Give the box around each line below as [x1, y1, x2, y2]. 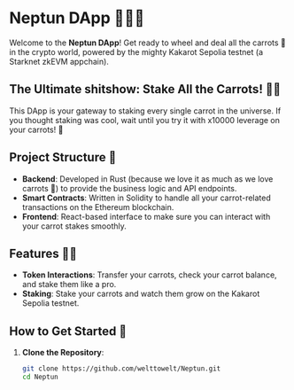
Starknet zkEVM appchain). [9, 56, 109, 66]
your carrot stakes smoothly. [21, 221, 127, 231]
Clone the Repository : [21, 347, 104, 358]
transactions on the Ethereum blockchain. [21, 201, 174, 212]
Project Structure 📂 [9, 150, 117, 165]
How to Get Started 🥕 [9, 324, 128, 339]
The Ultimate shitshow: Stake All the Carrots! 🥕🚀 [9, 82, 282, 97]
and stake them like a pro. [21, 279, 117, 290]
